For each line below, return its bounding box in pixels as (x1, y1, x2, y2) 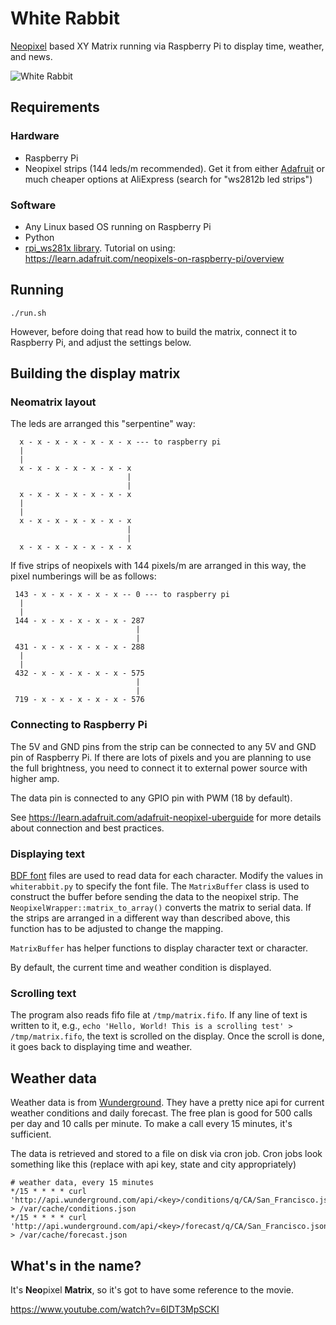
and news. (10, 50, 53, 62)
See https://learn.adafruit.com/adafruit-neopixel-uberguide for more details (10, 811, 322, 823)
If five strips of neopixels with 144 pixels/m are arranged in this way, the (10, 560, 307, 572)
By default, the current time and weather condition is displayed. (10, 962, 272, 974)
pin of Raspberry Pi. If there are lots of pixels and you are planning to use (10, 751, 312, 763)
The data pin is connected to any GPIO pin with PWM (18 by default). (10, 792, 293, 804)
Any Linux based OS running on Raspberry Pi (24, 220, 212, 232)
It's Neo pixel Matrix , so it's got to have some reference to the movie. (10, 1283, 294, 1296)
